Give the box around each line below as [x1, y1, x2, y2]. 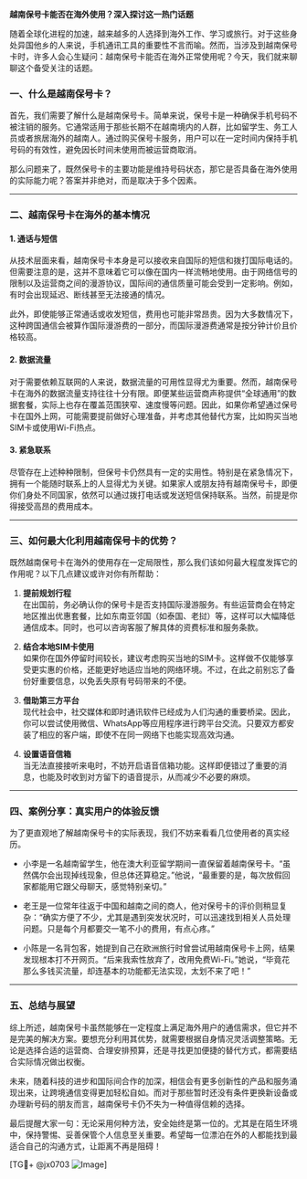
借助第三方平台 [22, 695, 79, 706]
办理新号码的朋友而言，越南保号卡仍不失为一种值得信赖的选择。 [9, 1098, 249, 1109]
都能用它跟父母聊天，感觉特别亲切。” [30, 881, 167, 892]
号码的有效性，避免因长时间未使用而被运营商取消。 [9, 144, 202, 155]
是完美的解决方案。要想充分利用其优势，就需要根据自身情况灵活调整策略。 [9, 1033, 290, 1044]
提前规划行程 [22, 588, 71, 599]
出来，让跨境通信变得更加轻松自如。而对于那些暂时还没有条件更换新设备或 [16, 1087, 298, 1098]
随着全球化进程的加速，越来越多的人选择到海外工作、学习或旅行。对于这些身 [9, 28, 298, 39]
